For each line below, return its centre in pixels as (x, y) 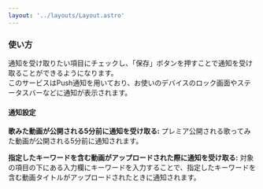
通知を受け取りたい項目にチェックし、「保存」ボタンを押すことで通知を (124, 63)
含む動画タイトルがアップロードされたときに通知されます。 (104, 177)
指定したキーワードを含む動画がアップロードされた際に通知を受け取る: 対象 (131, 157)
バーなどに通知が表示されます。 (80, 92)
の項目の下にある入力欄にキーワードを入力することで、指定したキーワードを (132, 168)
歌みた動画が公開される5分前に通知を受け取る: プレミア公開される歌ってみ (130, 132)
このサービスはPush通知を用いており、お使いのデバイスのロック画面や (123, 83)
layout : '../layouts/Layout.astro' (67, 15)
